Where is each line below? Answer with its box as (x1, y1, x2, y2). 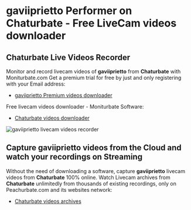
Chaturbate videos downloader (14, 114, 90, 121)
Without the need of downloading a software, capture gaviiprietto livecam (6, 167, 186, 174)
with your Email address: (6, 80, 66, 87)
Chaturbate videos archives (14, 198, 82, 205)
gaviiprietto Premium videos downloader (14, 92, 112, 99)
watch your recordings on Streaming (6, 152, 142, 162)
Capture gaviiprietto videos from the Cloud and (6, 143, 182, 153)
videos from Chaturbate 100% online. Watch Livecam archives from (6, 174, 171, 181)
